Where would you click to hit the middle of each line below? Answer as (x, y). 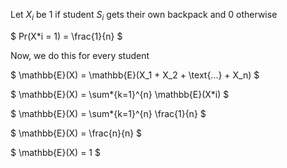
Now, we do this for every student (80, 55)
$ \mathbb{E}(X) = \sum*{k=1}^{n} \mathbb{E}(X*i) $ (120, 94)
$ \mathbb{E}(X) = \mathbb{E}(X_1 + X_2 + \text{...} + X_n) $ (135, 75)
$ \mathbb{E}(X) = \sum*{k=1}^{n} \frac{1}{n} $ (108, 113)
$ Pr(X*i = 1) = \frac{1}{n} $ (66, 36)
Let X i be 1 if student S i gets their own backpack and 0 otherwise (144, 16)
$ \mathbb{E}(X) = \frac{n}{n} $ (76, 133)
